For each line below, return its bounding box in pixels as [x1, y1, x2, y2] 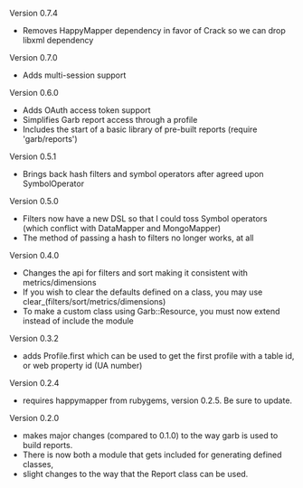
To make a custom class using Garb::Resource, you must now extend [22, 306, 280, 316]
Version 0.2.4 [9, 378, 60, 388]
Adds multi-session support [22, 70, 127, 80]
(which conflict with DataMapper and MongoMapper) [22, 223, 222, 233]
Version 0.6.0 [9, 88, 59, 98]
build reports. [22, 440, 73, 450]
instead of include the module [22, 315, 134, 326]
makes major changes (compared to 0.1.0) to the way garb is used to [22, 430, 279, 441]
